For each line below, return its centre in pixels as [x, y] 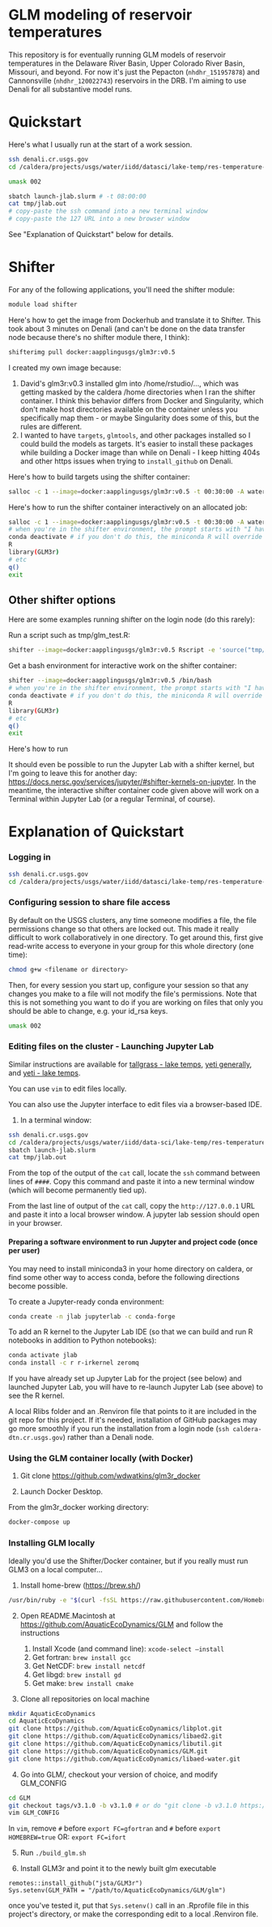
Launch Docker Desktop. [62, 1492]
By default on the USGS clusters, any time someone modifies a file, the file [133, 920]
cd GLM [19, 1798]
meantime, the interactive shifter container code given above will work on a [134, 791]
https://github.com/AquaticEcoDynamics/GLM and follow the [121, 1624]
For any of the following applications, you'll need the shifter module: [121, 289]
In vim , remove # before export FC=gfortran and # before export [115, 1829]
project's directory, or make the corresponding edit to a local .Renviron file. [134, 1914]
